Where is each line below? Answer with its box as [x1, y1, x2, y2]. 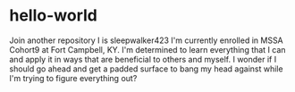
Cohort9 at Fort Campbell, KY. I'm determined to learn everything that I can [9, 44, 286, 54]
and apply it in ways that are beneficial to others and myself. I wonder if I [9, 54, 277, 64]
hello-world [9, 5, 98, 26]
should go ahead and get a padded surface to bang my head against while [9, 63, 283, 74]
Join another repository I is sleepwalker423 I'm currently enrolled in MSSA [9, 35, 283, 46]
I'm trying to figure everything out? [9, 72, 138, 83]
